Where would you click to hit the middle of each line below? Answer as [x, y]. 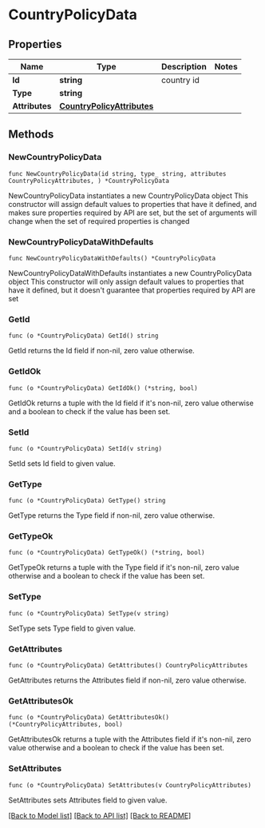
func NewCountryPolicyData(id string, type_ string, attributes [117, 173]
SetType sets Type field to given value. [72, 628]
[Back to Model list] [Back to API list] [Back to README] [100, 815]
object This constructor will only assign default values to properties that [127, 281]
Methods [31, 135]
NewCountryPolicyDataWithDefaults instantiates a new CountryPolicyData [130, 273]
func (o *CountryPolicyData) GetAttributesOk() [89, 718]
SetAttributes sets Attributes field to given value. [88, 800]
